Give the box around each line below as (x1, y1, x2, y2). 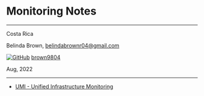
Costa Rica (6, 30, 33, 37)
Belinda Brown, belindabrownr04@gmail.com (6, 41, 120, 49)
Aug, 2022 (6, 65, 33, 72)
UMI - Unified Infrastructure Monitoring (15, 83, 114, 90)
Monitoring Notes (6, 4, 97, 18)
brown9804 (31, 53, 61, 61)
